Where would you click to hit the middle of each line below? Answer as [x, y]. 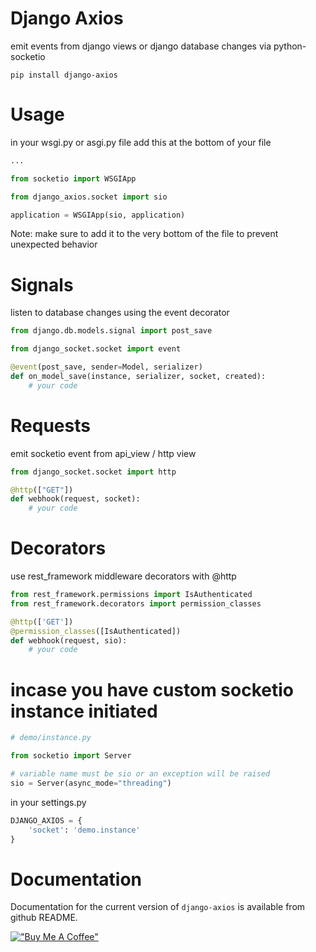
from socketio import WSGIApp [73, 178]
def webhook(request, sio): [69, 640]
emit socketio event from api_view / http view [103, 453]
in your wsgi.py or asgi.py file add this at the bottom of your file [141, 142]
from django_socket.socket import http [93, 472]
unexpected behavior [54, 244]
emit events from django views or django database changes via [141, 46]
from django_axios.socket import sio [89, 197]
